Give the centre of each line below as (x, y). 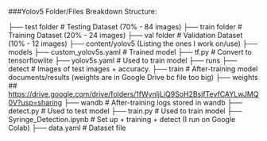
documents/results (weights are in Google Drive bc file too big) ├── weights (133, 77)
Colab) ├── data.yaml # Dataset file (67, 128)
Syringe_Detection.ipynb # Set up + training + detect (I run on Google (122, 119)
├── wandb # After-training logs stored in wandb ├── (153, 103)
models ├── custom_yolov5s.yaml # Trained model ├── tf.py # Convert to (130, 52)
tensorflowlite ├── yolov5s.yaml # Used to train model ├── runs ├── (123, 60)
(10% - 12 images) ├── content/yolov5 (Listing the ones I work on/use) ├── (133, 44)
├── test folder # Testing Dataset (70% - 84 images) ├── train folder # (125, 27)
